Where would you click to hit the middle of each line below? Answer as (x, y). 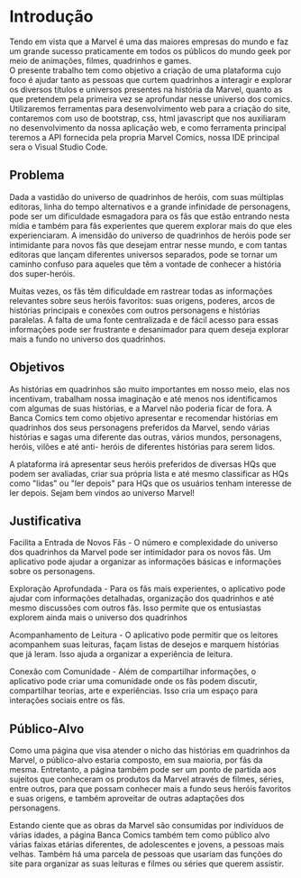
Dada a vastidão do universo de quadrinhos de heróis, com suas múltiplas (146, 197)
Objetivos (37, 367)
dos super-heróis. (42, 273)
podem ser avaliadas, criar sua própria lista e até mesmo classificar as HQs (149, 473)
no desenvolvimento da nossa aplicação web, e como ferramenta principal (148, 127)
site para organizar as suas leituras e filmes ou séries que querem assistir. (147, 864)
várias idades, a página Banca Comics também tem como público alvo (140, 835)
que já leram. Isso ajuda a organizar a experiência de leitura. (121, 654)
